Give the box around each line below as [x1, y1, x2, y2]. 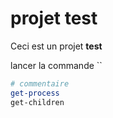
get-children [10, 97, 65, 107]
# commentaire [10, 78, 70, 89]
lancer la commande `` [10, 59, 103, 71]
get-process [10, 88, 60, 98]
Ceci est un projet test [10, 40, 103, 52]
